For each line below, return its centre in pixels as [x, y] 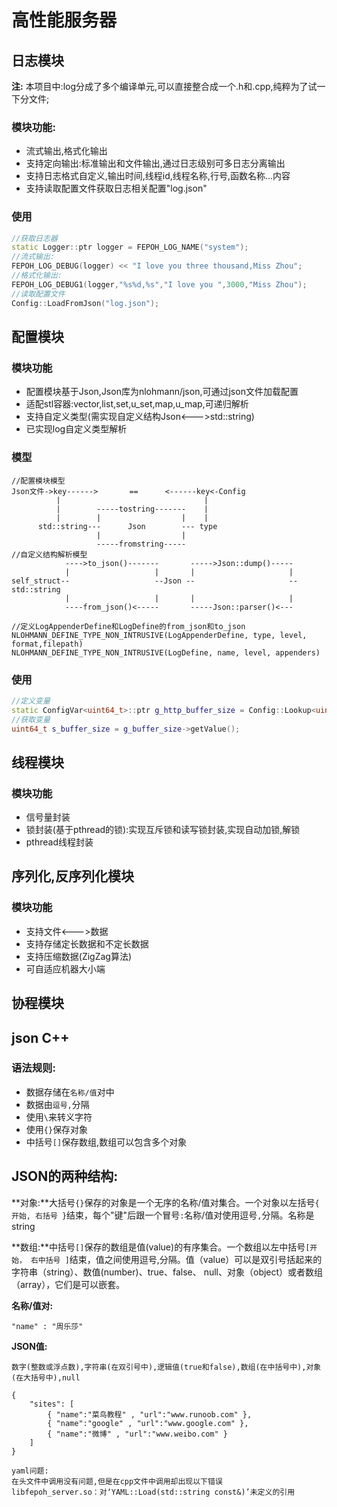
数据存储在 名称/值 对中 [70, 1092]
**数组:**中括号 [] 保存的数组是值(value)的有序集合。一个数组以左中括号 [158, 1247]
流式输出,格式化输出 [66, 151]
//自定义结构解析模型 [49, 554]
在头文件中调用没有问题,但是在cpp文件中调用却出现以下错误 [117, 1481]
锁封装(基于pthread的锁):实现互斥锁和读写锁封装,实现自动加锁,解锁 [163, 830]
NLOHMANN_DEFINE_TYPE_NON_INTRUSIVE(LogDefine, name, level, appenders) [166, 652]
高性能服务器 [64, 20]
